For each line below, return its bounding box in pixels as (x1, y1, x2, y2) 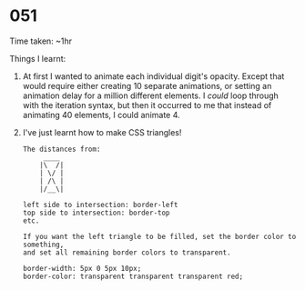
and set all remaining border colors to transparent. (22, 247, 231, 257)
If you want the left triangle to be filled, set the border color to (22, 232, 297, 241)
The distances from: (22, 145, 101, 154)
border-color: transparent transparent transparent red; (22, 272, 244, 281)
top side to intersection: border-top (22, 208, 170, 217)
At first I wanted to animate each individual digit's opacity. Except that (22, 70, 285, 82)
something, (22, 240, 65, 249)
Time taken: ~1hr (9, 35, 73, 46)
